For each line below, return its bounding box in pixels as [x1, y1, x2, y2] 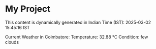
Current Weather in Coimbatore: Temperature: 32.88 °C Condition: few [5, 34, 149, 40]
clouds [5, 39, 19, 45]
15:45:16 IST [5, 24, 30, 30]
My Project [5, 3, 51, 15]
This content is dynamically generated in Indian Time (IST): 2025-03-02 [5, 19, 151, 25]
